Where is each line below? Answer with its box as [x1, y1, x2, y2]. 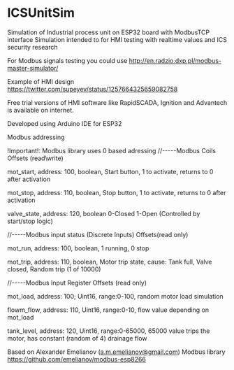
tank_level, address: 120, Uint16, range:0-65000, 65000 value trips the [7, 327, 210, 335]
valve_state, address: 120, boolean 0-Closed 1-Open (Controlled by [7, 209, 200, 218]
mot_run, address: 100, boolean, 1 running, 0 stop [7, 243, 149, 252]
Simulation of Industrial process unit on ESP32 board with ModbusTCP [7, 28, 210, 36]
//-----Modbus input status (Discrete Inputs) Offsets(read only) [7, 230, 189, 239]
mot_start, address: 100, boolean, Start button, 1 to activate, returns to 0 [7, 167, 214, 176]
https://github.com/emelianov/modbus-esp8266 [7, 355, 147, 363]
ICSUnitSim [7, 5, 75, 21]
